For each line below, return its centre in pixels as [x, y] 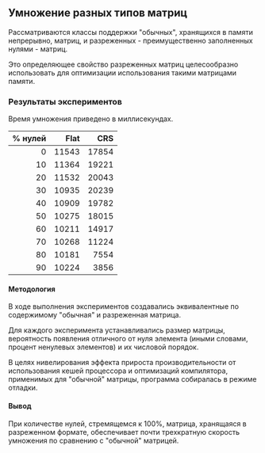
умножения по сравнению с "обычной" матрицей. [94, 440]
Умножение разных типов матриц [98, 13]
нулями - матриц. [38, 49]
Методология [32, 289]
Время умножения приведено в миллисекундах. [91, 119]
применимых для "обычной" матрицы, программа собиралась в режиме [132, 379]
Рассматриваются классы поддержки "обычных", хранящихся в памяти [131, 32]
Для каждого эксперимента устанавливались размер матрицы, [117, 330]
